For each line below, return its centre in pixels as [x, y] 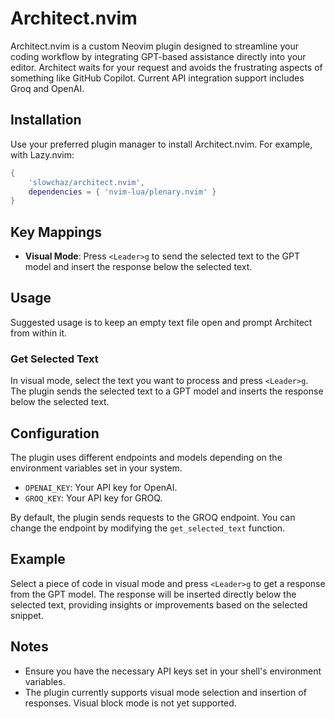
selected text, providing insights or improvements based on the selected [159, 604]
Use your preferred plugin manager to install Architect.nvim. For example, [161, 144]
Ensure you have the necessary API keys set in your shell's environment [173, 671]
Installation [46, 120]
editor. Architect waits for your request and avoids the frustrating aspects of [166, 67]
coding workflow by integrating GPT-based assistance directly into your [158, 56]
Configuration [55, 433]
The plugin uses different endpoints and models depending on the [146, 457]
